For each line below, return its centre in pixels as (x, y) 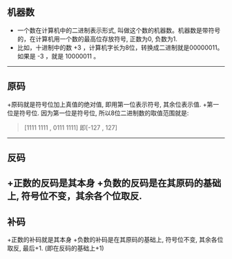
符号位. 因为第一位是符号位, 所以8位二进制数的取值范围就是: (104, 113)
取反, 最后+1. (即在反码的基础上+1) (56, 248)
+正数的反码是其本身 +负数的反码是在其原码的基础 (114, 184)
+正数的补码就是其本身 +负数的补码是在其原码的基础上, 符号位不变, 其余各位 (115, 240)
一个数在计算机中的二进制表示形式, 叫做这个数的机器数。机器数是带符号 (119, 30)
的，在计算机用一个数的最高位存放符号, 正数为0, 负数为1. (97, 39)
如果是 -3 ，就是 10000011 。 (58, 56)
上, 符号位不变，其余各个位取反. (75, 196)
